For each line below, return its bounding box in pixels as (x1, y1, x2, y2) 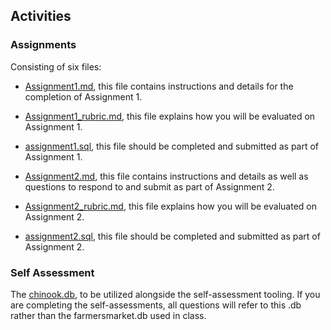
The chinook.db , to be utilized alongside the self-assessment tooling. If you (10, 288, 321, 300)
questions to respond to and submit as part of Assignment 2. (24, 180, 275, 193)
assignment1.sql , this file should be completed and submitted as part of (24, 140, 320, 152)
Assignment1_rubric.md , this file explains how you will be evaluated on (24, 110, 316, 122)
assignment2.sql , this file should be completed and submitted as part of (24, 230, 321, 242)
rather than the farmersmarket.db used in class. (10, 309, 207, 321)
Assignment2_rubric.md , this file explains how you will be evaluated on (24, 200, 317, 212)
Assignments (10, 38, 77, 52)
